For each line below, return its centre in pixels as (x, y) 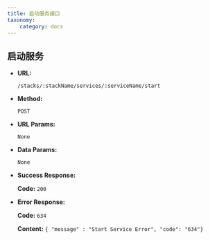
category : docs (42, 26)
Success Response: (46, 175)
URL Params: (36, 124)
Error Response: (41, 202)
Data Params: (37, 150)
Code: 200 (32, 189)
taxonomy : (21, 20)
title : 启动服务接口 (34, 13)
